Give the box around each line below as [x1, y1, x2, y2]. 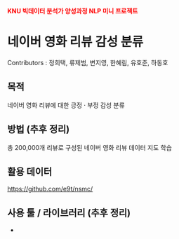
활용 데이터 [7, 165, 53, 177]
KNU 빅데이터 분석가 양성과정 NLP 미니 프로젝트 [7, 7, 138, 15]
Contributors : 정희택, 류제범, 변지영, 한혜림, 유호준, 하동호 [7, 58, 168, 67]
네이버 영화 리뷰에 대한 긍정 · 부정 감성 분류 [7, 101, 125, 109]
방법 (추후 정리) [7, 123, 70, 135]
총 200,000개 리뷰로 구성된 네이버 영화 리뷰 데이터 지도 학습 [7, 143, 172, 151]
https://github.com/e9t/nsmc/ [7, 185, 93, 193]
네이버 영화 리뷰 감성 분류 [7, 34, 144, 50]
